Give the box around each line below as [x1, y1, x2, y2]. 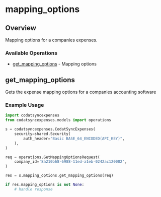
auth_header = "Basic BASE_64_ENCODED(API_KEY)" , [23, 136, 125, 141]
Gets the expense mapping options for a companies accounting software [5, 89, 156, 95]
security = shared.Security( [14, 132, 71, 137]
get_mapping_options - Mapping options [12, 61, 97, 67]
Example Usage [5, 102, 44, 109]
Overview [5, 24, 37, 32]
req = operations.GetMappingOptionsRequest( [5, 155, 100, 160]
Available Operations [5, 49, 58, 56]
